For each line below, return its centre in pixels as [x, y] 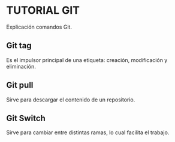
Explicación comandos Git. [39, 27]
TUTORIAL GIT [43, 10]
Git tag [19, 46]
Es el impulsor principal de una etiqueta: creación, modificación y [87, 60]
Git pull [20, 85]
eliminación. [21, 66]
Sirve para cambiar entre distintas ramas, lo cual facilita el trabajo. [88, 132]
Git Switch [26, 118]
